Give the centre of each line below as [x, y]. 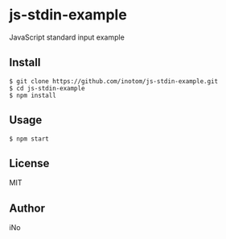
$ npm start [29, 139]
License [29, 163]
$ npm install [33, 95]
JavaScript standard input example [67, 37]
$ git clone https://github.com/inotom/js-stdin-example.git [114, 81]
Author [27, 208]
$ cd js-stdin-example [47, 88]
